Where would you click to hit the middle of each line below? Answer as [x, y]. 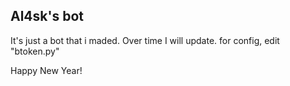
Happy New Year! [46, 70]
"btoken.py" [35, 51]
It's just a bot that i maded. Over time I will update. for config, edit [145, 40]
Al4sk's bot [47, 16]
